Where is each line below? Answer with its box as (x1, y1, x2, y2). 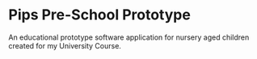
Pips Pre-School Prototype (8, 6, 192, 24)
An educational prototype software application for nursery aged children (8, 32, 250, 42)
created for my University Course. (8, 40, 121, 50)
